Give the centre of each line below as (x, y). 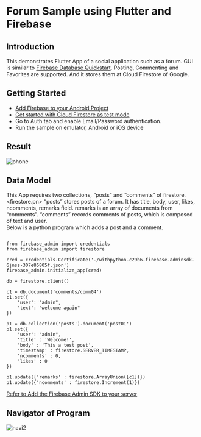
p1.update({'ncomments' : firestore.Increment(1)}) (73, 383)
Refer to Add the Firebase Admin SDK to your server (72, 394)
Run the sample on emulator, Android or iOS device (79, 127)
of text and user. (27, 221)
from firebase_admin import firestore (55, 249)
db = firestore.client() (38, 282)
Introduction (30, 47)
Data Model (29, 181)
